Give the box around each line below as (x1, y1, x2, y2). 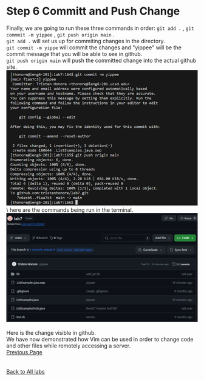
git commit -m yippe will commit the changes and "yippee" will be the (6, 44, 182, 51)
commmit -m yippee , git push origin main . (6, 30, 115, 38)
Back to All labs (6, 368, 46, 376)
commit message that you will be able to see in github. (6, 50, 143, 57)
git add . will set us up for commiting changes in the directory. (6, 37, 165, 44)
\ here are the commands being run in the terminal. (6, 206, 134, 214)
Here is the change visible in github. (6, 329, 96, 337)
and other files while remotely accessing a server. (6, 342, 131, 349)
